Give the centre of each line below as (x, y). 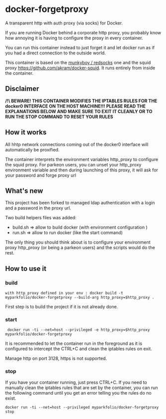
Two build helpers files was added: (41, 218)
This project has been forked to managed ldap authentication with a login (80, 203)
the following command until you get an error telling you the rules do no (78, 393)
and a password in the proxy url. (38, 208)
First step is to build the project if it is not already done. (62, 307)
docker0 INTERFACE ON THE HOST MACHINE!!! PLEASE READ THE (75, 106)
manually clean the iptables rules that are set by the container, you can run (82, 388)
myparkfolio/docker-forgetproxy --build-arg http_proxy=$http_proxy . (80, 297)
